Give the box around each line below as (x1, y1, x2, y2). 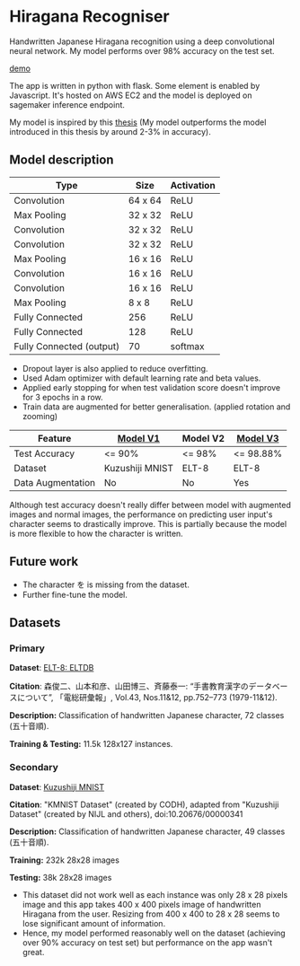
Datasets (9, 615, 61, 630)
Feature (37, 432, 72, 444)
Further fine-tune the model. (22, 589, 128, 600)
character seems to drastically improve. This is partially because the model (9, 518, 287, 529)
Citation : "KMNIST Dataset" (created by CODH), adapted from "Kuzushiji (9, 799, 279, 810)
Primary (9, 642, 45, 654)
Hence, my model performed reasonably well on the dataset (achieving (22, 927, 286, 938)
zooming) (22, 410, 58, 421)
